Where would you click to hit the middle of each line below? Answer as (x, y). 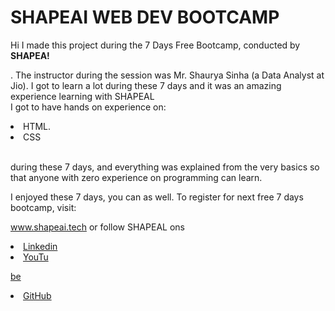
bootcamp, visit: (43, 207)
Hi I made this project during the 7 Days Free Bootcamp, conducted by (155, 45)
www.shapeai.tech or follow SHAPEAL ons (97, 227)
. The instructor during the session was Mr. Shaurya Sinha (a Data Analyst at (167, 75)
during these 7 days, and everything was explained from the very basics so (165, 167)
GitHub (37, 295)
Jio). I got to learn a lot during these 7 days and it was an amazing (146, 85)
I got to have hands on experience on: (88, 107)
